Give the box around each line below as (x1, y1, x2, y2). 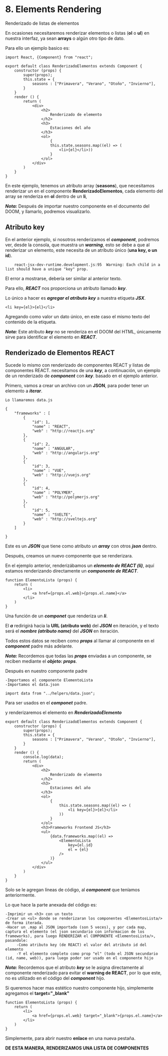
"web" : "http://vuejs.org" (32, 472, 91, 477)
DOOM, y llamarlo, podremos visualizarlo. (5, 208, 91, 215)
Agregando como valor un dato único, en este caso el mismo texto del (5, 313, 150, 319)
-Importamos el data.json (5, 682, 59, 687)
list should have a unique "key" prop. (5, 266, 89, 271)
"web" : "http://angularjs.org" (32, 450, 100, 455)
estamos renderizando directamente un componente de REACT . (5, 568, 139, 574)
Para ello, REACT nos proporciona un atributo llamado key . (5, 285, 127, 291)
